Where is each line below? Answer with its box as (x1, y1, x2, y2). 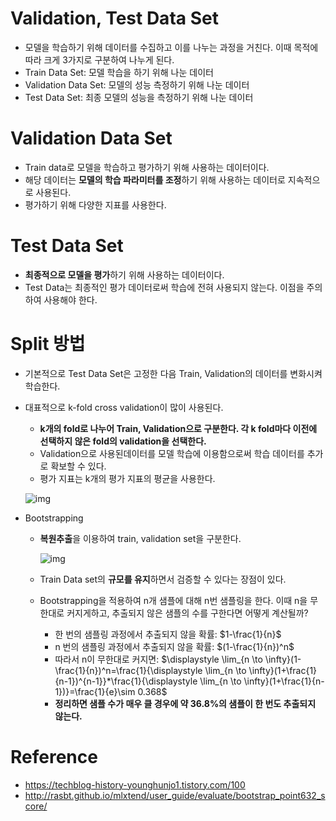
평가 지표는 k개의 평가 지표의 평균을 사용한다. (39, 472, 216, 484)
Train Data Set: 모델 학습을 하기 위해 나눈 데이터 (24, 66, 214, 78)
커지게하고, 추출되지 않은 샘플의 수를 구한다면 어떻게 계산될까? (66, 607, 309, 619)
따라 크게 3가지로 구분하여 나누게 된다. (24, 53, 175, 66)
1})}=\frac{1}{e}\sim (54, 685, 136, 697)
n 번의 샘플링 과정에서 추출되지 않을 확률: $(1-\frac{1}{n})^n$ (54, 640, 295, 652)
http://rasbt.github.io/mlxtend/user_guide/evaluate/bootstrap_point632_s (24, 789, 326, 801)
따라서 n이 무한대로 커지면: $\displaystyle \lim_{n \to (54, 653, 263, 665)
